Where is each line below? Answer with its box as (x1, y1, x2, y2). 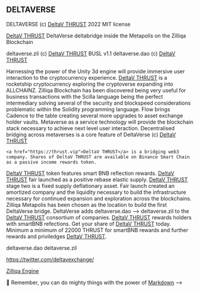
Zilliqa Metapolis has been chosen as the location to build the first (6, 201, 168, 208)
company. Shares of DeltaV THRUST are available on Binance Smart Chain (6, 154, 190, 160)
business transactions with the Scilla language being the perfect (6, 93, 163, 100)
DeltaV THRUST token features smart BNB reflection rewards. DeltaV (6, 169, 175, 177)
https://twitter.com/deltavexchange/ (6, 256, 94, 263)
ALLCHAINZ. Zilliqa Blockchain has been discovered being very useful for (6, 86, 186, 94)
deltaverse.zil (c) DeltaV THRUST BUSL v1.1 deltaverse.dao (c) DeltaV (6, 50, 176, 57)
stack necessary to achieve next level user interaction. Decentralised (6, 124, 175, 131)
